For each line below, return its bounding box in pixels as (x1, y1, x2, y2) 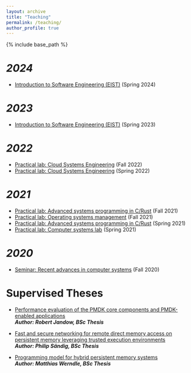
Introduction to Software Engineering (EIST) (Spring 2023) (14, 121, 156, 128)
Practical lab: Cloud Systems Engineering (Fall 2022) (14, 161, 143, 168)
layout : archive (6, 8, 46, 15)
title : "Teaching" (6, 14, 51, 20)
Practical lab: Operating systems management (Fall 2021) (14, 214, 153, 220)
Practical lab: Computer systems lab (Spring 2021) (14, 226, 137, 233)
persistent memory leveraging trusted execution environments (14, 336, 166, 343)
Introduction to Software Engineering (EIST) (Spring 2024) (14, 81, 156, 88)
